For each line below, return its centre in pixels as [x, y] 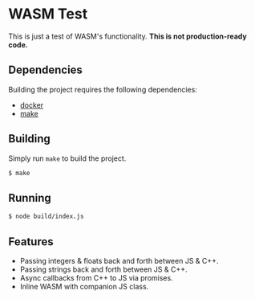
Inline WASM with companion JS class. [84, 286]
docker [32, 104]
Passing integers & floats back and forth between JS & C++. [119, 260]
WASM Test [48, 14]
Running [30, 198]
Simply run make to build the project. [67, 158]
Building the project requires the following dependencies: [103, 89]
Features [31, 242]
